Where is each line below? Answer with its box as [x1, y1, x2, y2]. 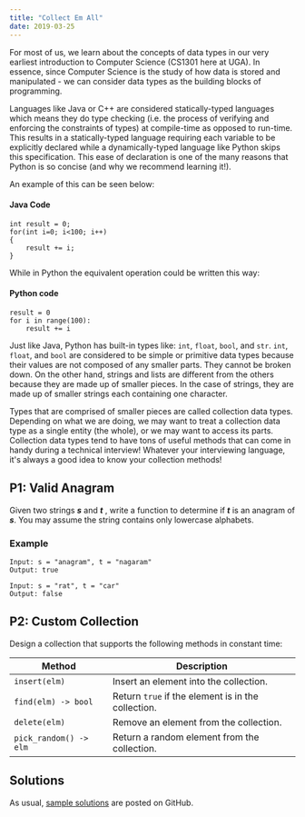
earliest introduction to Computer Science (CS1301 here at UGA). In [9, 56, 261, 67]
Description [175, 660, 229, 673]
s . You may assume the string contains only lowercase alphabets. [9, 514, 254, 525]
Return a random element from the [112, 731, 260, 743]
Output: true [9, 565, 59, 575]
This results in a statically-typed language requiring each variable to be [9, 132, 276, 143]
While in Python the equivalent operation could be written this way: [9, 267, 261, 278]
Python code [9, 288, 59, 299]
